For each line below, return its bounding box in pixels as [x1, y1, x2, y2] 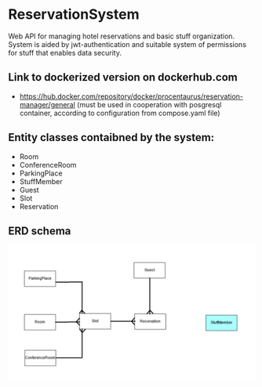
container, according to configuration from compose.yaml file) [19, 108, 221, 118]
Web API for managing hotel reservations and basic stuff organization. [8, 31, 235, 41]
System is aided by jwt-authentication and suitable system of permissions [8, 39, 247, 49]
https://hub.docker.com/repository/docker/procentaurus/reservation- [19, 92, 244, 101]
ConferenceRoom [19, 160, 77, 169]
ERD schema [8, 224, 71, 237]
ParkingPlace [19, 168, 63, 178]
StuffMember [19, 176, 63, 186]
